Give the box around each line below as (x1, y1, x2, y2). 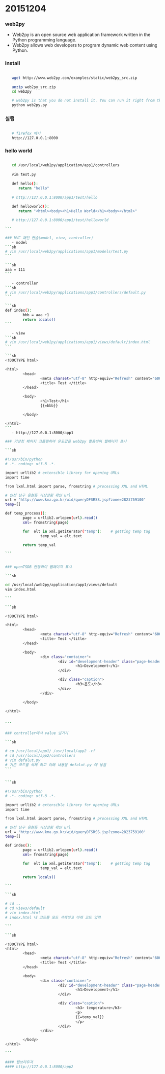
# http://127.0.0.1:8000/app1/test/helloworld (11, 218, 109, 222)
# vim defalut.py (5, 758, 41, 763)
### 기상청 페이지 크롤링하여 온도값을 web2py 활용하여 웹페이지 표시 (5, 439, 127, 444)
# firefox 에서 (11, 131, 41, 136)
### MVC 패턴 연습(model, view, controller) (5, 235, 94, 240)
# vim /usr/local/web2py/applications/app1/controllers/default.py (5, 290, 146, 295)
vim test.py (11, 172, 36, 177)
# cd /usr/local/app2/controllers (5, 753, 76, 758)
